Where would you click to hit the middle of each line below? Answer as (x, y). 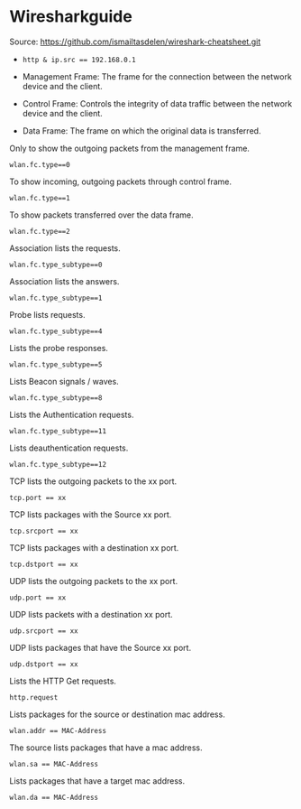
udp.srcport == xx (44, 631)
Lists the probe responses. (59, 348)
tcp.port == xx (38, 497)
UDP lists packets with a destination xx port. (91, 614)
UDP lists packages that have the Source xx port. (100, 647)
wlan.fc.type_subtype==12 (58, 464)
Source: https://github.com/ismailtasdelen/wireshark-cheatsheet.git (135, 42)
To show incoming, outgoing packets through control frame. (121, 181)
